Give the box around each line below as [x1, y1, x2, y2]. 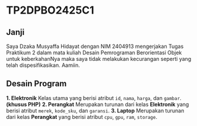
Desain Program [6, 79, 67, 89]
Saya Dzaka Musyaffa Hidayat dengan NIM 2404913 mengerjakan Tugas [6, 43, 184, 50]
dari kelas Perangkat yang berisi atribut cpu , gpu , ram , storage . [6, 113, 157, 120]
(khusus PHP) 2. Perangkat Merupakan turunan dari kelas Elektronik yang [6, 101, 189, 108]
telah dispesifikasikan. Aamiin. [6, 62, 80, 69]
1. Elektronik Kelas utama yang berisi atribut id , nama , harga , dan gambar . [6, 94, 182, 101]
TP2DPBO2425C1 [6, 4, 94, 17]
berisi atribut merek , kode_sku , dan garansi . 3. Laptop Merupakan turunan [6, 107, 185, 114]
